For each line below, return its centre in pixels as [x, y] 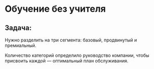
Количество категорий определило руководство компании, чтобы [77, 55]
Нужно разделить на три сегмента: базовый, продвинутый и [71, 40]
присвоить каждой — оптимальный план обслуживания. [67, 61]
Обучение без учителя [55, 9]
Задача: [18, 28]
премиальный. [21, 45]
